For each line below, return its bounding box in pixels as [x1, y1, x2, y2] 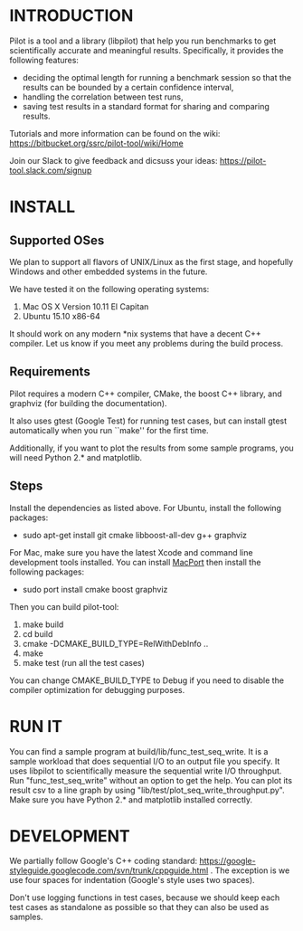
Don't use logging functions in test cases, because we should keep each [9, 892, 280, 903]
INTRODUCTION [9, 5, 134, 26]
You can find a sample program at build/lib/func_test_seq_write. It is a [9, 746, 269, 756]
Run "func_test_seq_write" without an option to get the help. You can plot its [9, 774, 292, 785]
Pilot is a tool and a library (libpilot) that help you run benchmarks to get [9, 35, 277, 46]
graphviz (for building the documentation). [9, 397, 167, 408]
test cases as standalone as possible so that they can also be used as [9, 902, 270, 913]
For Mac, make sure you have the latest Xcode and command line [9, 546, 253, 557]
